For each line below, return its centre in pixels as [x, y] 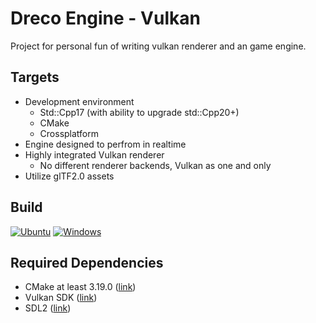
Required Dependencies [87, 262]
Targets [35, 77]
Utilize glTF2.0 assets [69, 176]
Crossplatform [69, 133]
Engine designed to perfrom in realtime [105, 144]
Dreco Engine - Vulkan [105, 18]
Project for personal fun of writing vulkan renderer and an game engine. [158, 46]
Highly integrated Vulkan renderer [94, 154]
